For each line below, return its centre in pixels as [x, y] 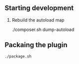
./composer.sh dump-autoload [43, 30]
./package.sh [18, 56]
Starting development [39, 8]
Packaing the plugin [36, 45]
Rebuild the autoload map [38, 20]
